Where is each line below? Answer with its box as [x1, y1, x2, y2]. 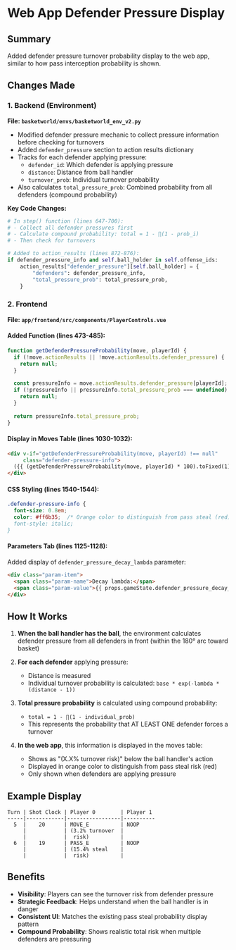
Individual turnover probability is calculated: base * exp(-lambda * [27, 679, 220, 688]
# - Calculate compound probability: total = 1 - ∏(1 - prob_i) [7, 230, 199, 237]
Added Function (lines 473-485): [7, 331, 105, 340]
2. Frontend [7, 300, 48, 309]
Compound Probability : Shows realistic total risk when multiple [17, 927, 202, 935]
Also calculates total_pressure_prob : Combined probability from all [17, 183, 213, 191]
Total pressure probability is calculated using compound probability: [17, 699, 218, 708]
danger [17, 904, 39, 913]
